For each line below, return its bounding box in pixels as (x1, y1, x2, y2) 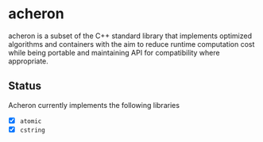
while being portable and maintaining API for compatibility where (8, 48, 220, 57)
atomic (19, 117, 42, 125)
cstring (19, 126, 45, 134)
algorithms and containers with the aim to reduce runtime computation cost (8, 39, 255, 48)
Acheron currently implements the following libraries (8, 100, 180, 109)
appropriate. (8, 56, 49, 66)
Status (8, 79, 42, 93)
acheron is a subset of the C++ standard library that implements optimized (8, 31, 253, 40)
